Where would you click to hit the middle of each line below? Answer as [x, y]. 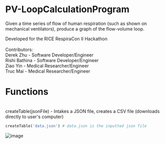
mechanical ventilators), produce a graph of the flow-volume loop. [75, 28]
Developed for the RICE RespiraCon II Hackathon [57, 39]
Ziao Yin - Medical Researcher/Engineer [47, 66]
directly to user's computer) [34, 117]
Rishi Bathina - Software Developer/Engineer [52, 60]
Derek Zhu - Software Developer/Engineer [49, 55]
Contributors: [19, 49]
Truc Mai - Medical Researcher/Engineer [48, 71]
